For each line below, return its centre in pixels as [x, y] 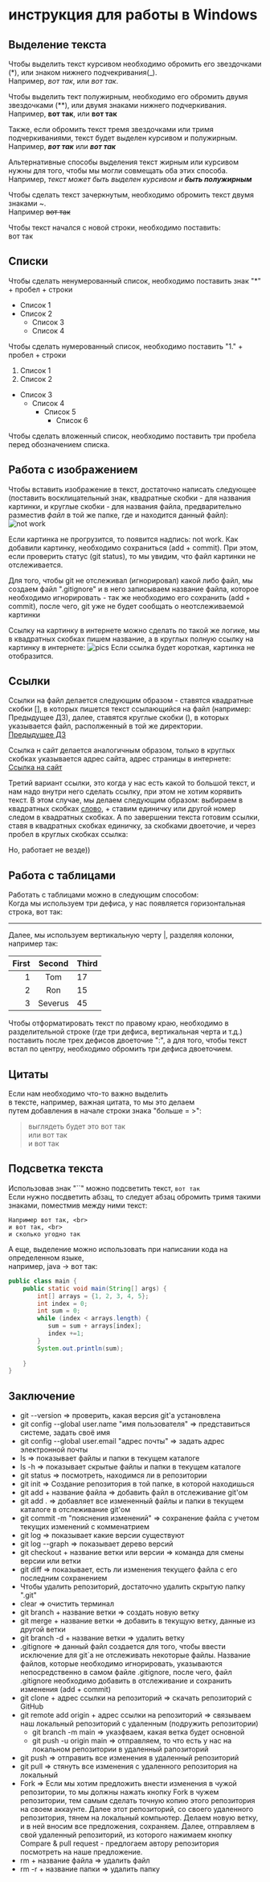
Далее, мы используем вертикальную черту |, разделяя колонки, [121, 935]
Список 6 [72, 420]
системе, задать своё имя [65, 1432]
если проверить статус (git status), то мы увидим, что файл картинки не [132, 556]
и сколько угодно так [45, 1234]
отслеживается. [36, 565]
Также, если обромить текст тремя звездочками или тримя [111, 129]
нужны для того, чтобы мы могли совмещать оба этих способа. [118, 170]
